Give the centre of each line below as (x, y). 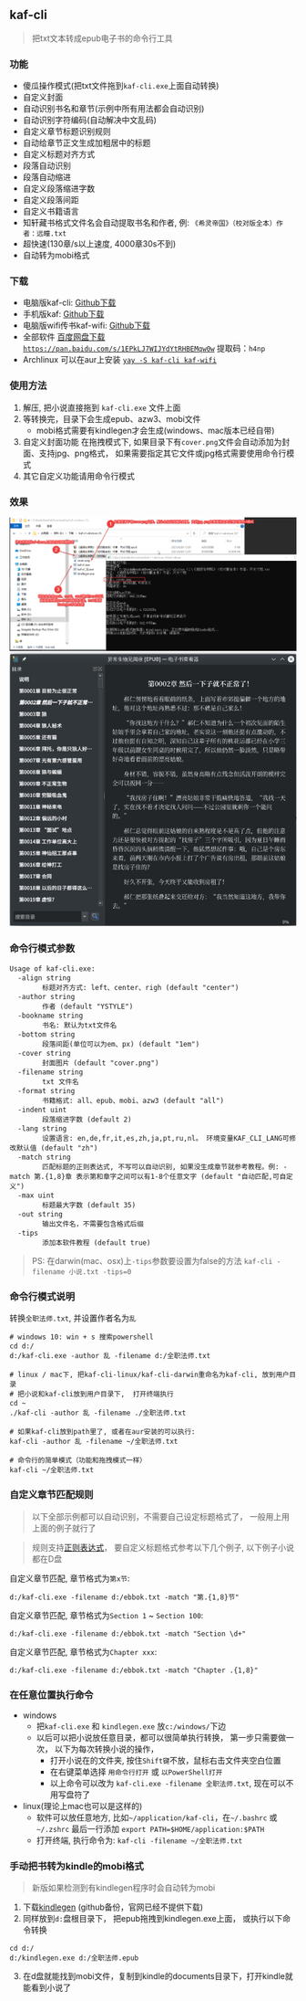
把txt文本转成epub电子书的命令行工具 (102, 38)
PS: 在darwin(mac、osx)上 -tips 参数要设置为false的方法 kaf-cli (152, 1261)
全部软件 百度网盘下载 (64, 337)
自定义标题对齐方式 (59, 154)
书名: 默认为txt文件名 (80, 1026)
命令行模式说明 (42, 1296)
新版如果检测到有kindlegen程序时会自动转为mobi (123, 1888)
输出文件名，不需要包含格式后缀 (93, 1224)
